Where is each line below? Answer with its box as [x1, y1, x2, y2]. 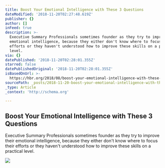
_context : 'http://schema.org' [5, 89, 69, 94]
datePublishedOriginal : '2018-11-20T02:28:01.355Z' [5, 67, 113, 72]
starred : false [5, 62, 36, 67]
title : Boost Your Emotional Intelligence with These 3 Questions [5, 7, 144, 12]
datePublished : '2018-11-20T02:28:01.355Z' [5, 57, 96, 62]
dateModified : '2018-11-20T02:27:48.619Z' [5, 12, 93, 17]
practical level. [5, 148, 35, 154]
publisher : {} [5, 16, 34, 21]
